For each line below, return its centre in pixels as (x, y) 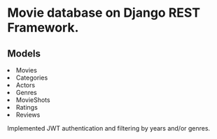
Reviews (28, 115)
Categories (32, 78)
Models (24, 53)
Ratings (27, 107)
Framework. (43, 28)
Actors (26, 85)
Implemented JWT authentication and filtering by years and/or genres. (109, 128)
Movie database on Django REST (104, 13)
